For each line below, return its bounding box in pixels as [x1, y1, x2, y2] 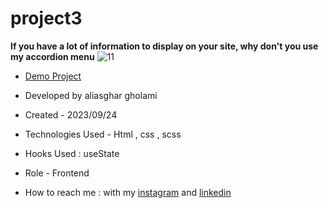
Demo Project [24, 70, 82, 82]
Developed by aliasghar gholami [24, 89, 158, 101]
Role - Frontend [24, 167, 90, 179]
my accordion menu [10, 50, 95, 62]
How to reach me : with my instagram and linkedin [24, 186, 232, 198]
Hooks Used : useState [24, 147, 120, 159]
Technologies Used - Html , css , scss [24, 128, 182, 140]
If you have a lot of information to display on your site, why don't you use [10, 40, 319, 52]
